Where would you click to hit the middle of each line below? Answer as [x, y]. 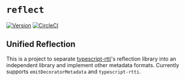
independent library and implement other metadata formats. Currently [93, 65]
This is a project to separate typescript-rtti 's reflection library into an [91, 59]
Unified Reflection [41, 44]
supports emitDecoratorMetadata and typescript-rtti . [74, 71]
